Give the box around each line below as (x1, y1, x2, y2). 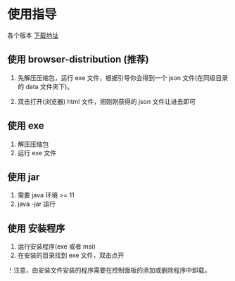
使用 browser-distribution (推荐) (7, 53, 149, 65)
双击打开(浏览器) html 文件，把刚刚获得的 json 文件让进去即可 (17, 97, 196, 105)
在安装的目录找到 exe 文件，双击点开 (17, 251, 125, 260)
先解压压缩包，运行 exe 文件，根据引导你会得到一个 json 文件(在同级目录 (17, 73, 229, 81)
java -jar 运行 (17, 200, 56, 208)
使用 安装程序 (7, 222, 65, 234)
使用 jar (7, 171, 40, 183)
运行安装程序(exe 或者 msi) (17, 242, 96, 251)
